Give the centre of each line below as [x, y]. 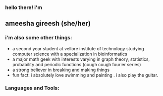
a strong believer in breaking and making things [61, 70]
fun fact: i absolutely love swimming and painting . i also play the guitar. [85, 75]
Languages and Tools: [32, 88]
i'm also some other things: [39, 38]
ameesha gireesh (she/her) [48, 24]
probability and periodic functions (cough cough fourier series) [77, 64]
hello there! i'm [24, 7]
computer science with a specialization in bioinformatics [70, 54]
